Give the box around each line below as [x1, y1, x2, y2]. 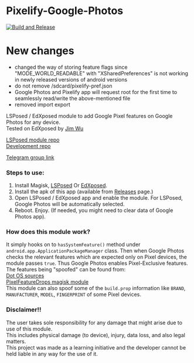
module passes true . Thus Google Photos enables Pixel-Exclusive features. [6, 260, 189, 267]
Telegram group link [6, 154, 55, 161]
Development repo [6, 142, 51, 149]
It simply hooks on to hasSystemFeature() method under [6, 241, 141, 248]
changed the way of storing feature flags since [14, 63, 128, 70]
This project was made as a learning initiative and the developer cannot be [6, 344, 186, 351]
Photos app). [14, 213, 46, 220]
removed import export [14, 101, 70, 108]
